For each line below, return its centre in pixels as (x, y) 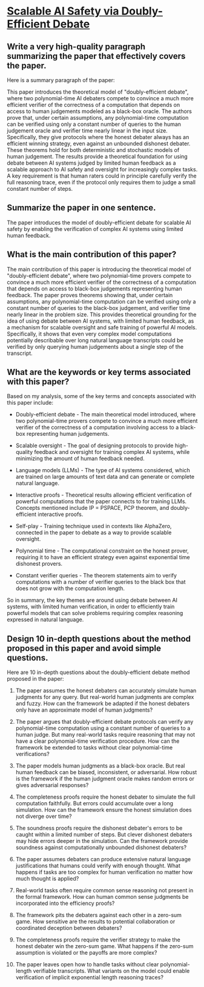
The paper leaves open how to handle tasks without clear (87, 965)
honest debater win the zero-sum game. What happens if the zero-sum (104, 946)
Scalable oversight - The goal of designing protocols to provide (95, 445)
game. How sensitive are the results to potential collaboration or (95, 921)
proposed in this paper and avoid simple (84, 648)
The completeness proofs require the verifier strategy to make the (98, 940)
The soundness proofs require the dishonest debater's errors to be (99, 828)
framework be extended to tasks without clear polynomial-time (94, 748)
